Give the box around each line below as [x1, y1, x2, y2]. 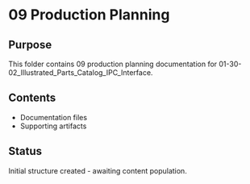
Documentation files [19, 112, 87, 122]
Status [8, 144, 43, 158]
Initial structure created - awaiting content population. [8, 165, 187, 175]
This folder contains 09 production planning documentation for [8, 59, 218, 69]
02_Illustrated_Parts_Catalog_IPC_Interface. [8, 68, 153, 77]
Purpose [8, 38, 52, 52]
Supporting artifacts [19, 121, 87, 131]
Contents [8, 91, 56, 105]
